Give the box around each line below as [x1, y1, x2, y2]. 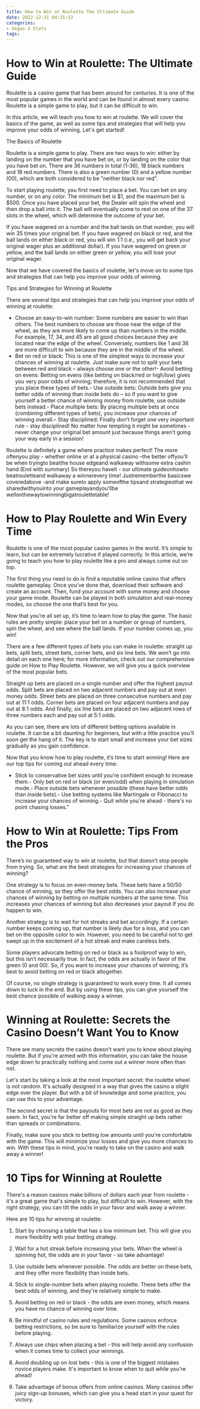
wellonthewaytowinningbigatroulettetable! [6, 491, 109, 498]
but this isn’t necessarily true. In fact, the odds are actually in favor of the [6, 955, 186, 962]
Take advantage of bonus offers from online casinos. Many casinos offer [14, 1383, 194, 1390]
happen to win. [6, 907, 43, 914]
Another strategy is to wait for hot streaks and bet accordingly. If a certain [6, 918, 188, 925]
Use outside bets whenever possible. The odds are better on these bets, [14, 1262, 193, 1270]
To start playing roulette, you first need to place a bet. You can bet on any [6, 187, 187, 194]
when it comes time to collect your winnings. [14, 1347, 125, 1355]
